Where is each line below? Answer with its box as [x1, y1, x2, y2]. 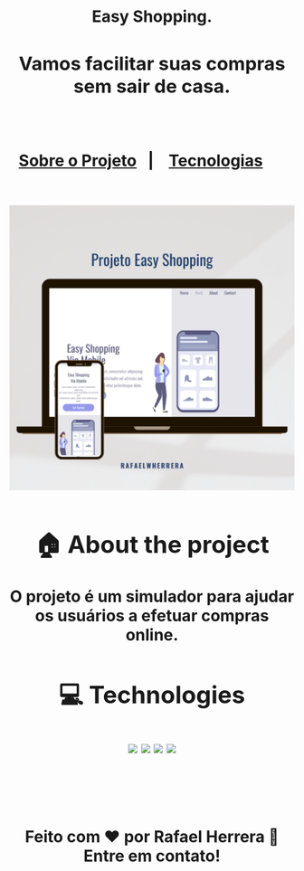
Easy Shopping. [91, 6, 213, 27]
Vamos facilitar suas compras [18, 52, 286, 76]
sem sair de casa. [73, 74, 231, 99]
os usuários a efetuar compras [34, 606, 270, 626]
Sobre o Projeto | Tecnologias [18, 150, 263, 171]
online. [125, 625, 179, 646]
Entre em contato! [83, 846, 221, 866]
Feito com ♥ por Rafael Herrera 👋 [24, 827, 280, 847]
